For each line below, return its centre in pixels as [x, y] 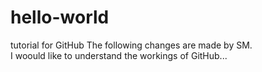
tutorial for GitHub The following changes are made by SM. [131, 45]
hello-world [60, 17]
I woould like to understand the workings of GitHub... [119, 55]
